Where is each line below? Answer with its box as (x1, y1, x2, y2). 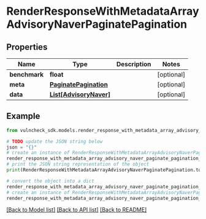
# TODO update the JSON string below (6, 138, 103, 145)
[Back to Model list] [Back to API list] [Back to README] (6, 206, 147, 213)
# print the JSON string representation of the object (6, 161, 150, 167)
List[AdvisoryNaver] (49, 90, 111, 99)
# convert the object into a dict (6, 178, 95, 184)
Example (6, 111, 40, 121)
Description (116, 60, 151, 68)
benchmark (9, 71, 44, 79)
